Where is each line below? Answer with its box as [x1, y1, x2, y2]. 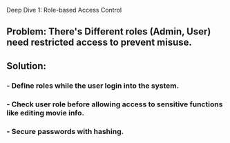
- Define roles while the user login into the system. [6, 81, 180, 90]
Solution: [6, 60, 46, 72]
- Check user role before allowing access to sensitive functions [6, 99, 223, 109]
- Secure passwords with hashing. [6, 126, 124, 136]
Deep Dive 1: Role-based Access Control [6, 6, 122, 14]
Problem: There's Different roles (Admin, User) [6, 26, 211, 37]
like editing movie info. [6, 108, 84, 117]
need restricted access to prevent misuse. [6, 37, 193, 48]
